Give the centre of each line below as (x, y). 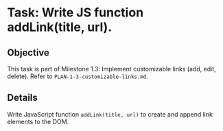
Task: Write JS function (75, 13)
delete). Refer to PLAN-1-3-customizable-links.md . (78, 76)
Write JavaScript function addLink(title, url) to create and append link (110, 114)
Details (22, 98)
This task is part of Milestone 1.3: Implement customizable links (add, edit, (111, 69)
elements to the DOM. (38, 121)
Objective (28, 52)
